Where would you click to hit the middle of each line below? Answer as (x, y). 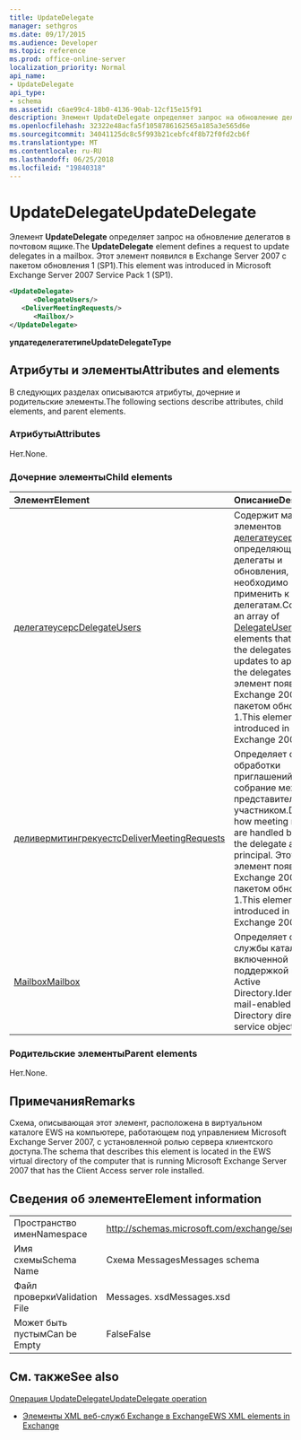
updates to (256, 661)
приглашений (263, 777)
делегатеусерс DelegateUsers (77, 627)
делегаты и (258, 560)
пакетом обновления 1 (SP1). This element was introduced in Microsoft (140, 266)
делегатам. (258, 605)
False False (129, 1334)
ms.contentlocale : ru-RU (56, 151)
